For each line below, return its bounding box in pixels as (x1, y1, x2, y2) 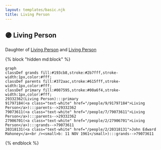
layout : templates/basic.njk (5, 7, 65, 12)
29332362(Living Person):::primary (5, 97, 79, 102)
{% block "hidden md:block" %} (5, 56, 71, 62)
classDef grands (5, 70, 39, 75)
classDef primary (5, 88, 41, 93)
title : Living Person (5, 12, 50, 17)
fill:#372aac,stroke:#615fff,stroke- (43, 79, 121, 84)
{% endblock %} (5, 140, 39, 146)
